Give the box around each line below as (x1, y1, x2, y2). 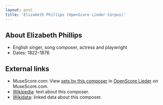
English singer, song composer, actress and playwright (12, 44, 127, 51)
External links (5, 64, 50, 73)
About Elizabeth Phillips (5, 31, 82, 40)
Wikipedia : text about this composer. (12, 89, 90, 95)
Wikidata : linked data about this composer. (12, 94, 102, 100)
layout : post (5, 7, 33, 13)
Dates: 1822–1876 (12, 50, 50, 56)
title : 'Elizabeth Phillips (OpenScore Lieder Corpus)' (5, 12, 126, 17)
